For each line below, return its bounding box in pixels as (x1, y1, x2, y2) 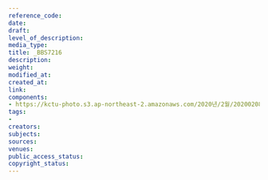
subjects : (8, 130, 41, 138)
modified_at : (8, 71, 52, 79)
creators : (8, 123, 41, 131)
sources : (8, 137, 37, 146)
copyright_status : (8, 160, 69, 168)
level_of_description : (8, 33, 84, 42)
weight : (8, 64, 34, 72)
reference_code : (8, 11, 62, 20)
